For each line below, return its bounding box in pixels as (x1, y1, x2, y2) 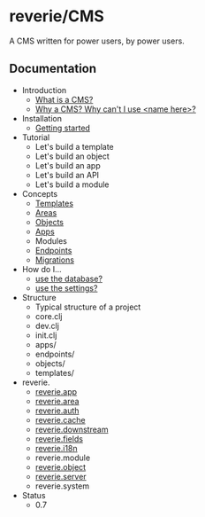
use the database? (34, 273, 103, 284)
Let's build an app (34, 160, 101, 170)
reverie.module (34, 452, 91, 463)
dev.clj (34, 320, 60, 331)
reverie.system (34, 481, 90, 491)
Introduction (21, 84, 67, 95)
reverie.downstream (34, 424, 109, 435)
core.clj (34, 310, 63, 321)
